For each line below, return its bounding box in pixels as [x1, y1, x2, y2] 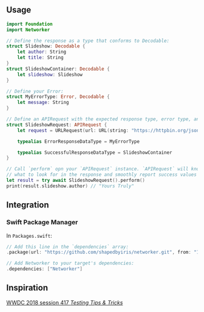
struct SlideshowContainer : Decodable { [6, 66, 110, 72]
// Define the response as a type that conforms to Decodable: [6, 38, 170, 44]
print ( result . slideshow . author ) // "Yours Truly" [6, 182, 135, 189]
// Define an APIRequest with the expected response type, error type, [6, 116, 191, 122]
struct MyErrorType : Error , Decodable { [6, 94, 110, 100]
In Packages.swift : [6, 232, 53, 239]
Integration [6, 200, 50, 210]
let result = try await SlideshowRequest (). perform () [6, 178, 146, 184]
